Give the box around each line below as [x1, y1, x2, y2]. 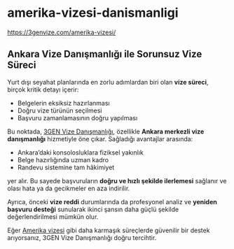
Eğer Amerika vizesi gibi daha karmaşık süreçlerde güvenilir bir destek [7, 226, 210, 234]
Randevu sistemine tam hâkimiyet [17, 163, 115, 171]
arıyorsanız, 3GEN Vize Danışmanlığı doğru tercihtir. [7, 233, 157, 242]
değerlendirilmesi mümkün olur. [7, 212, 99, 221]
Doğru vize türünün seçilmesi [17, 106, 102, 115]
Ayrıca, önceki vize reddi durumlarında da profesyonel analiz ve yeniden [7, 197, 217, 206]
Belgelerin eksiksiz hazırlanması [17, 99, 110, 107]
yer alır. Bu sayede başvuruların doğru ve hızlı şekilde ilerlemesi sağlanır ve [7, 176, 227, 185]
